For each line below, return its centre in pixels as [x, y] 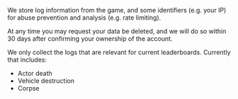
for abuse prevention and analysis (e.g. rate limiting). [84, 18]
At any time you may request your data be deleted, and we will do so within [117, 31]
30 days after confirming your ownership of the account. [90, 39]
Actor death [35, 73]
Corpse [29, 88]
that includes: [27, 60]
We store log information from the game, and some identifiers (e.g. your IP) [117, 10]
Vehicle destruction [46, 81]
